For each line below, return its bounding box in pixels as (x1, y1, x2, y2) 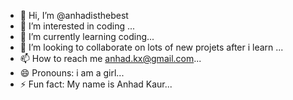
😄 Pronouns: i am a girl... (19, 67, 125, 79)
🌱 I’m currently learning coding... (19, 31, 155, 42)
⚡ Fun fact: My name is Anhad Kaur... (19, 78, 173, 90)
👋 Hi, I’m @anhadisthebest (19, 10, 129, 21)
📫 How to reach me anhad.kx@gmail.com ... (19, 53, 202, 64)
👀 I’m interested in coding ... (19, 20, 136, 32)
